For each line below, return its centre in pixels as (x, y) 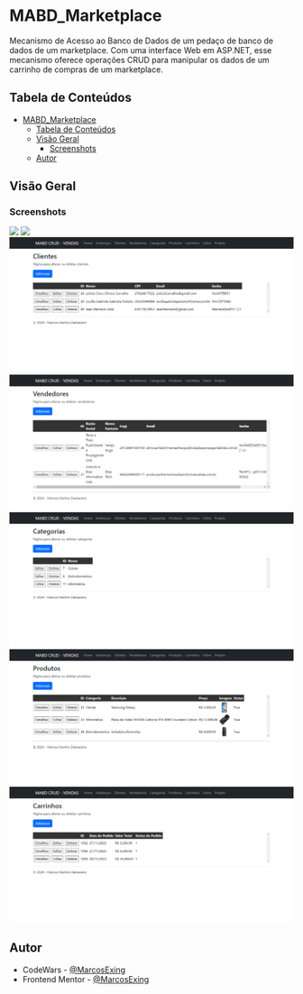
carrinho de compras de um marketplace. (87, 69)
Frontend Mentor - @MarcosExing (86, 979)
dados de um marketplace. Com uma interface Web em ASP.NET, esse (141, 50)
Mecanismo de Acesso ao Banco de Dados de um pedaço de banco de (142, 41)
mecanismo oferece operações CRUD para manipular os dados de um (139, 60)
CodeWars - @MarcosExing (74, 970)
